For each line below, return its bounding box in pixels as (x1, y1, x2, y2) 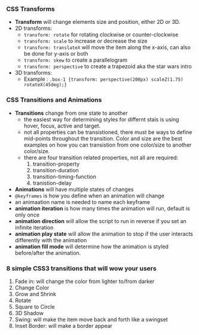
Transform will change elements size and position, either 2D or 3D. (14, 19, 180, 26)
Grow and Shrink (14, 290, 57, 297)
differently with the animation (14, 236, 87, 243)
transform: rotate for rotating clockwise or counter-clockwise (23, 31, 179, 38)
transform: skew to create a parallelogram (23, 56, 127, 64)
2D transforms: (14, 25, 53, 32)
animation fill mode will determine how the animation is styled (14, 243, 169, 250)
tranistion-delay (32, 179, 72, 187)
